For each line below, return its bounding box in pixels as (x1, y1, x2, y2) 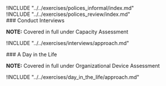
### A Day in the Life (6, 51, 57, 58)
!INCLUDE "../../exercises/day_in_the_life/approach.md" (6, 74, 140, 80)
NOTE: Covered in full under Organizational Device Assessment (6, 63, 160, 69)
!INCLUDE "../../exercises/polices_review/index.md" (6, 11, 131, 18)
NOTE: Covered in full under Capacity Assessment (6, 28, 128, 35)
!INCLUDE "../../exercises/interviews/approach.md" (6, 40, 130, 46)
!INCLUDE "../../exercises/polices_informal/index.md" (6, 5, 134, 11)
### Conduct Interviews (6, 17, 65, 24)
